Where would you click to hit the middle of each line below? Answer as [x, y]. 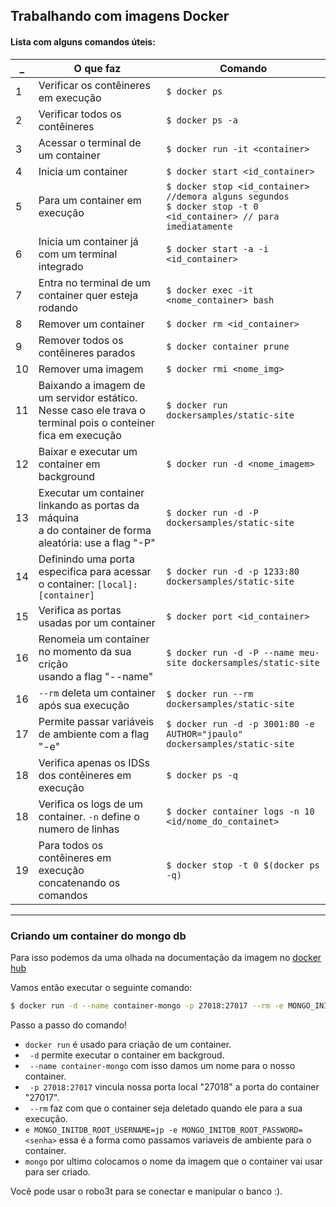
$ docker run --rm [210, 693]
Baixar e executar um [88, 451]
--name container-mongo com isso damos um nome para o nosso [162, 1065]
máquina [59, 517]
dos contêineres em [85, 775]
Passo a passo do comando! [69, 1025]
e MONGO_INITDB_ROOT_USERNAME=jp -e [101, 1130]
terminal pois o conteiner [97, 422]
